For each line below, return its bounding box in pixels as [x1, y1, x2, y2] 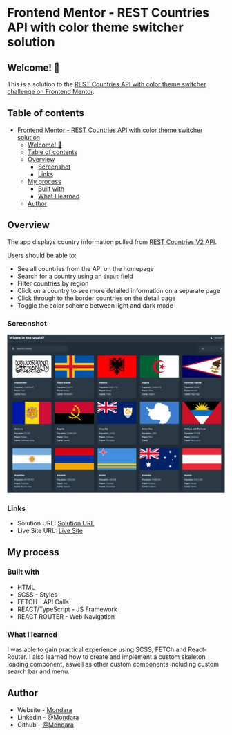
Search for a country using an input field [17, 272, 133, 280]
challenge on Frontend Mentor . [7, 88, 95, 95]
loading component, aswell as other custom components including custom [7, 660, 220, 668]
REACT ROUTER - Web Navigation [17, 612, 115, 620]
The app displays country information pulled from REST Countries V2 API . [7, 237, 217, 246]
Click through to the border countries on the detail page [17, 294, 176, 302]
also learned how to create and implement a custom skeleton [32, 652, 206, 661]
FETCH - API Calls [17, 597, 69, 606]
